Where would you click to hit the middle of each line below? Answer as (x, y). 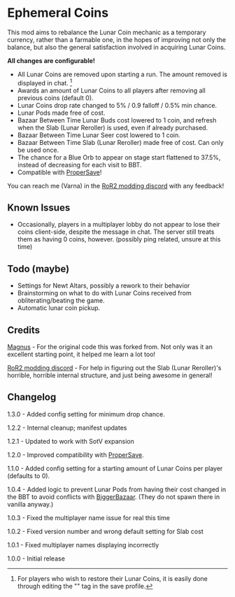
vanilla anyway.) (30, 504)
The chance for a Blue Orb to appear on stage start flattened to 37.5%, (119, 157)
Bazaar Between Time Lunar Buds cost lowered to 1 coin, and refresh (117, 120)
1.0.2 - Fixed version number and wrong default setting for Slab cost (106, 531)
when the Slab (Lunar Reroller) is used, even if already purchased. (113, 127)
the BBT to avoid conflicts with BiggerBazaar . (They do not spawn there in (114, 497)
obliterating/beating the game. (61, 301)
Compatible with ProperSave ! (59, 172)
